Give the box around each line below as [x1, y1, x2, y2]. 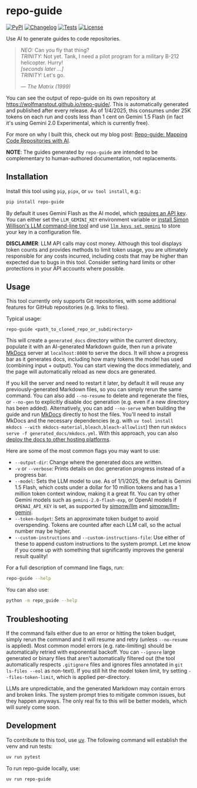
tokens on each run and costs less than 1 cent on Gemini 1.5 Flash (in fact [6, 113, 184, 120]
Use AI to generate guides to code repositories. [6, 35, 121, 42]
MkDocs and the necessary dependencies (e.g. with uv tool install [6, 417, 173, 424]
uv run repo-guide [6, 776, 51, 782]
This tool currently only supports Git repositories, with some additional [6, 298, 176, 305]
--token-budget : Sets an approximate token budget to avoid [14, 515, 159, 522]
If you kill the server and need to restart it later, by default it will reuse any [6, 380, 184, 387]
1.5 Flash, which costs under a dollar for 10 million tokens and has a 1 [14, 484, 181, 491]
